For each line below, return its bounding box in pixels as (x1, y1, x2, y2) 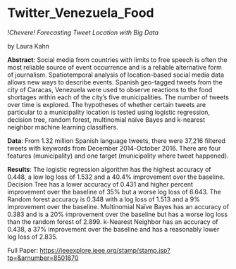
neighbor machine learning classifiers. (7, 123, 118, 131)
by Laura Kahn (7, 42, 50, 50)
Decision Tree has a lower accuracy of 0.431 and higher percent (7, 180, 194, 188)
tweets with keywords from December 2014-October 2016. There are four (7, 144, 221, 152)
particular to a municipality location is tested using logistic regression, (7, 108, 210, 116)
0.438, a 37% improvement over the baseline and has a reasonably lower (7, 225, 220, 233)
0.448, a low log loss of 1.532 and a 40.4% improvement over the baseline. (7, 173, 225, 181)
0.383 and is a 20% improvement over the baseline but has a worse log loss (7, 210, 228, 218)
